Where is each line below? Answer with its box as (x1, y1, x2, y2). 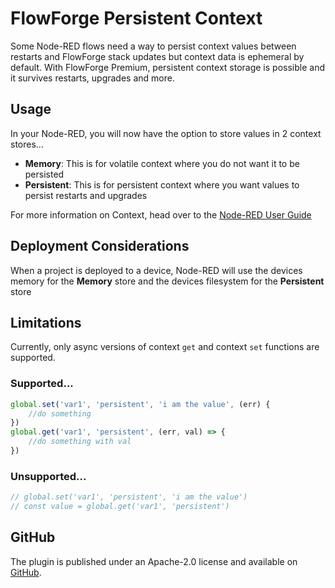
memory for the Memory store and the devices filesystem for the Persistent (10, 275, 325, 287)
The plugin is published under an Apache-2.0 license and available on (10, 555, 298, 567)
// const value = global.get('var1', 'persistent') (10, 502, 230, 512)
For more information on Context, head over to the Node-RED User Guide (10, 208, 312, 221)
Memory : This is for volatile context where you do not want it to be (24, 157, 300, 169)
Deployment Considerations (10, 238, 190, 255)
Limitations (10, 314, 82, 331)
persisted (24, 168, 65, 180)
